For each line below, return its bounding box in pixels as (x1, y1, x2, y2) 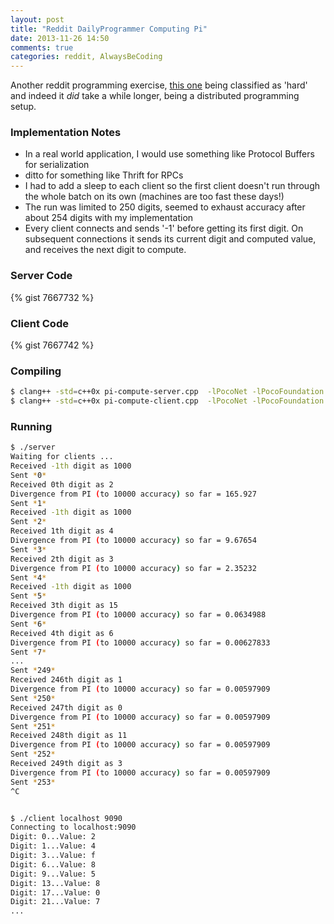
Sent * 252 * (10, 749, 56, 760)
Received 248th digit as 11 (10, 731, 128, 741)
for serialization (24, 159, 90, 171)
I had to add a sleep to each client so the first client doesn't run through (24, 180, 321, 192)
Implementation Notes (10, 126, 122, 140)
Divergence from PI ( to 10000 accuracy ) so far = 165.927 (10, 489, 257, 499)
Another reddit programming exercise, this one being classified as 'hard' (10, 79, 308, 91)
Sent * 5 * (10, 591, 47, 601)
